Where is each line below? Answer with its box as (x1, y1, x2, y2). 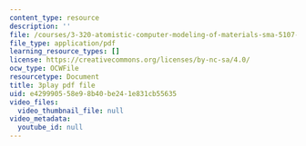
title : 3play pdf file (9, 81, 96, 90)
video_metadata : (9, 114, 71, 123)
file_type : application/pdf (9, 38, 117, 48)
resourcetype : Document (9, 73, 100, 82)
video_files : (9, 97, 59, 107)
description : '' (9, 22, 71, 31)
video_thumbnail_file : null (17, 106, 125, 115)
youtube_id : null (17, 123, 84, 132)
